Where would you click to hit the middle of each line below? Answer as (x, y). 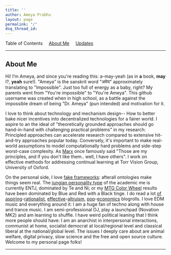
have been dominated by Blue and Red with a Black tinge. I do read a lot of (83, 193)
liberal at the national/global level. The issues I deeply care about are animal (85, 231)
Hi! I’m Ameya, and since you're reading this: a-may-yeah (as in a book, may (85, 76)
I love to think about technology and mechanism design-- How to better (80, 113)
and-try (13, 140)
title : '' (16, 10)
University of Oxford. (27, 167)
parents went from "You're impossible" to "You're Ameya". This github (79, 92)
